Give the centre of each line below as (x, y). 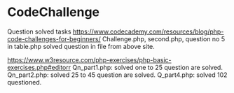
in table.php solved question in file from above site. (81, 46)
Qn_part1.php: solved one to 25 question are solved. (147, 67)
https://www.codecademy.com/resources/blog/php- (148, 31)
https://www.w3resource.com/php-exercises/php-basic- (89, 59)
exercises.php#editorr (39, 67)
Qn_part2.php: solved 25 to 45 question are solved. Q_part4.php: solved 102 (117, 75)
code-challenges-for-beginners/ (54, 38)
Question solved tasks (39, 31)
